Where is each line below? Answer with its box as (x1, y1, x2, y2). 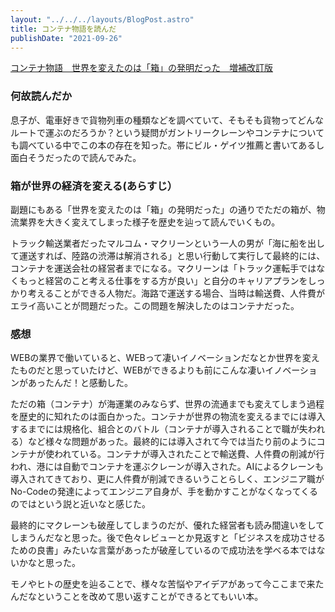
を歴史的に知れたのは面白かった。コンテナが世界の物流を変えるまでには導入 (10, 411, 326, 423)
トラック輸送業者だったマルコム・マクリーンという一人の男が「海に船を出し (10, 237, 326, 249)
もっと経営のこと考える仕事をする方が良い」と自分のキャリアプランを (18, 274, 308, 286)
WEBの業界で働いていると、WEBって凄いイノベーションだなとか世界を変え (10, 352, 320, 364)
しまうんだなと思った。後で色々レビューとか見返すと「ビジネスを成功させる (10, 532, 326, 544)
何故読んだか (10, 89, 73, 103)
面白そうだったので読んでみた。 (10, 151, 142, 163)
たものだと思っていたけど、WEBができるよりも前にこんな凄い (10, 364, 266, 376)
